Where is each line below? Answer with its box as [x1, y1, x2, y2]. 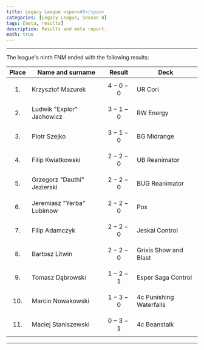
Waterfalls [136, 301, 166, 309]
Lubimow [31, 207, 58, 215]
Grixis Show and [136, 246, 183, 255]
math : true [6, 32, 34, 38]
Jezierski [31, 183, 58, 192]
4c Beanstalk [136, 320, 174, 329]
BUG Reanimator [136, 180, 184, 188]
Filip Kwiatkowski [31, 156, 81, 164]
